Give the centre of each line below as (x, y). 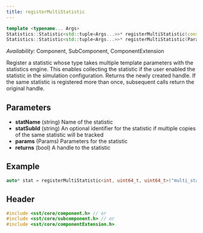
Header (21, 199)
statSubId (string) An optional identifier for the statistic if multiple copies (105, 129)
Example (23, 167)
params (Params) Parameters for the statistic (71, 141)
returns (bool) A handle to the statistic (63, 148)
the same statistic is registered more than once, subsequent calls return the (100, 82)
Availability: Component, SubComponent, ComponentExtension (85, 51)
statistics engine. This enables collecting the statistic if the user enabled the (101, 69)
